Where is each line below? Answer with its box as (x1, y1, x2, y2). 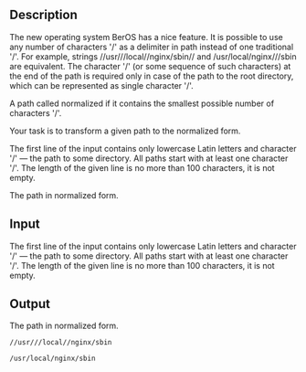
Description (9, 7, 78, 23)
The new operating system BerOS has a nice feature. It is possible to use (9, 31, 283, 42)
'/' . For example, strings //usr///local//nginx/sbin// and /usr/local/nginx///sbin (9, 50, 297, 62)
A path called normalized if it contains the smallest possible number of (9, 98, 275, 109)
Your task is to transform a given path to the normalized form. (9, 125, 241, 136)
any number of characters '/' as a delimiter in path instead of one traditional (9, 41, 294, 52)
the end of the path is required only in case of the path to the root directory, (9, 70, 294, 81)
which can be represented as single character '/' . (9, 80, 194, 90)
